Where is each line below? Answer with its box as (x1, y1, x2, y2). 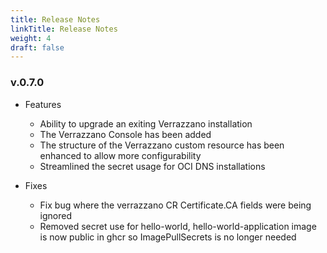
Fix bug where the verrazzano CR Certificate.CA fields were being (39, 199, 312, 211)
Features (24, 98, 62, 110)
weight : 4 (10, 33, 52, 43)
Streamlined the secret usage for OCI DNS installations (39, 160, 266, 172)
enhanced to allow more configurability (39, 149, 202, 161)
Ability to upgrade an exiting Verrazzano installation (39, 117, 253, 130)
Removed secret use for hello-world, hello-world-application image (39, 220, 317, 232)
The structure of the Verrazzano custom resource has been (39, 139, 285, 151)
